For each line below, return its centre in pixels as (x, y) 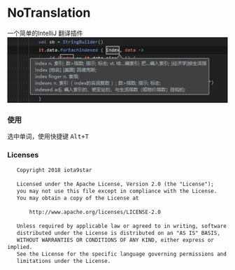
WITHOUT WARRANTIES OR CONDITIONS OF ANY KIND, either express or (115, 240)
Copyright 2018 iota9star (54, 170)
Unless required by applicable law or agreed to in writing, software (122, 226)
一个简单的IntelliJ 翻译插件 (45, 33)
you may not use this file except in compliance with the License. (117, 191)
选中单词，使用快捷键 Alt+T (48, 136)
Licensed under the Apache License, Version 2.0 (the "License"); (115, 184)
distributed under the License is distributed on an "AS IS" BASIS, (118, 233)
